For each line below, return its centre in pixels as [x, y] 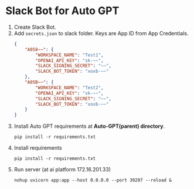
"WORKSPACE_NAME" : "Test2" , [69, 87]
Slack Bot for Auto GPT [62, 11]
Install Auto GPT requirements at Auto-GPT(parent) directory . [89, 126]
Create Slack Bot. [35, 27]
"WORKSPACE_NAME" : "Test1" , [69, 55]
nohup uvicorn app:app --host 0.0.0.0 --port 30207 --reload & [93, 180]
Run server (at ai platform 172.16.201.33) [62, 170]
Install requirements [38, 148]
